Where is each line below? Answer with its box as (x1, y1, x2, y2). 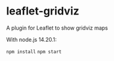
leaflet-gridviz (6, 4, 80, 18)
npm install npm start (6, 48, 62, 55)
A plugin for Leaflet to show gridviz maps (6, 24, 108, 31)
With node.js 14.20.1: (6, 36, 57, 43)
